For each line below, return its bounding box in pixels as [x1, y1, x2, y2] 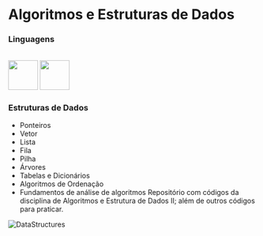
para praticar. [19, 204, 64, 214]
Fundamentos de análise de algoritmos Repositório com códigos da [19, 187, 239, 197]
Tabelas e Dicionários [19, 170, 91, 180]
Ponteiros [19, 120, 51, 129]
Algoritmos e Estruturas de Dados [8, 6, 235, 24]
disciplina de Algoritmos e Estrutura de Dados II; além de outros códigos [19, 196, 255, 205]
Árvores [19, 162, 46, 171]
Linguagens [8, 34, 55, 45]
